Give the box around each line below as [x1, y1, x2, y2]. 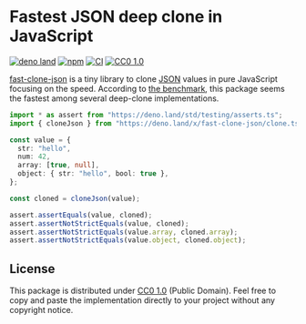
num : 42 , [17, 152, 51, 161]
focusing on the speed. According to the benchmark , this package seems [9, 83, 285, 94]
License [9, 261, 56, 277]
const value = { [9, 135, 71, 145]
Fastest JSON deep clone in [9, 6, 223, 27]
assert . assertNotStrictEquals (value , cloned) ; [9, 218, 189, 228]
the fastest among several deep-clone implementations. [9, 93, 219, 104]
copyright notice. [9, 305, 74, 316]
